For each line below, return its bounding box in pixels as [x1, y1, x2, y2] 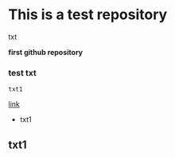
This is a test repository [8, 6, 168, 24]
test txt [8, 67, 37, 78]
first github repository [8, 47, 84, 57]
